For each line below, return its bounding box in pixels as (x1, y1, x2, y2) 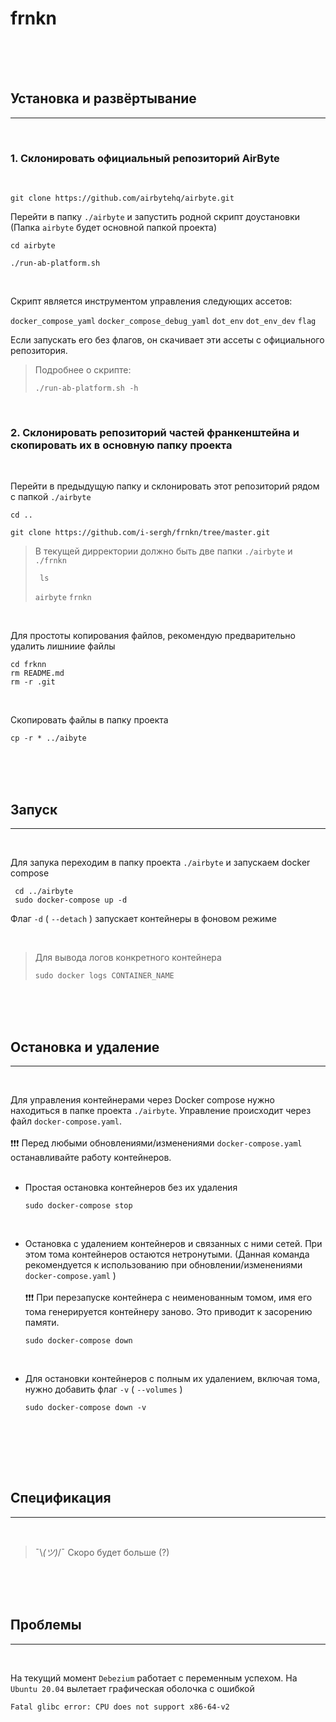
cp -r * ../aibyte (10, 733, 87, 744)
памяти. (24, 1316, 60, 1328)
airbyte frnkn (34, 593, 92, 603)
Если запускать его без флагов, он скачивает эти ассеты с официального (10, 334, 325, 346)
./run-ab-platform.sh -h (34, 383, 139, 394)
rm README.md (10, 668, 65, 679)
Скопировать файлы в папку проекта (10, 714, 169, 726)
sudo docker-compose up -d (14, 895, 128, 906)
